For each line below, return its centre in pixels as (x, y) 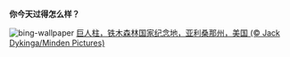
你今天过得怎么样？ (45, 14)
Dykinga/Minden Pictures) (57, 43)
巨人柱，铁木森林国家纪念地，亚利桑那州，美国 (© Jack (178, 33)
